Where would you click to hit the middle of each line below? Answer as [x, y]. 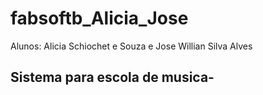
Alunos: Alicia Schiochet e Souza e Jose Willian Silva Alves [131, 46]
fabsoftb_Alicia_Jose [99, 18]
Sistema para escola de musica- [112, 77]
